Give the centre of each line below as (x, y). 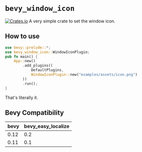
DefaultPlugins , (47, 70)
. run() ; (30, 84)
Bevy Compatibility (34, 112)
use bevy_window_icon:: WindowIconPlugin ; (47, 52)
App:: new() (25, 61)
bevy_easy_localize (47, 126)
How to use (22, 36)
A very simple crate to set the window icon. (72, 21)
